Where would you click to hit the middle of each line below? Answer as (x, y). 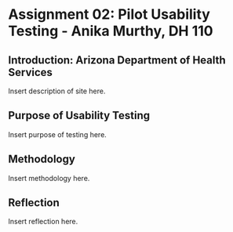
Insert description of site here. (57, 91)
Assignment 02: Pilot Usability (109, 14)
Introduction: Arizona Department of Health (117, 60)
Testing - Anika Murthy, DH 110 (111, 31)
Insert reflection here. (43, 222)
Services (31, 72)
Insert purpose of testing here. (58, 134)
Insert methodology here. (49, 178)
